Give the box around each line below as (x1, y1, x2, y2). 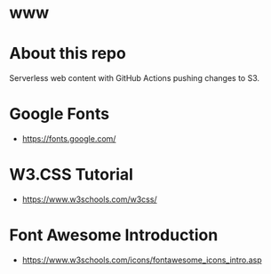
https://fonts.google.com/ (21, 133, 116, 144)
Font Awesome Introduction (9, 225, 219, 246)
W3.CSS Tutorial (9, 165, 133, 185)
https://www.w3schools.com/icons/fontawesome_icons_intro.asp (21, 254, 262, 265)
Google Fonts (9, 104, 109, 125)
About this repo (9, 44, 126, 64)
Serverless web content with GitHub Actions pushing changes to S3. (9, 73, 260, 84)
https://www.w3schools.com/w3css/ (21, 194, 157, 205)
